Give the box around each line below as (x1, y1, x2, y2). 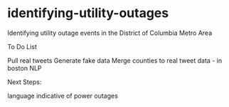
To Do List (7, 42, 37, 51)
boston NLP (7, 63, 42, 72)
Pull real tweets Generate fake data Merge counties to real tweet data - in (7, 56, 223, 65)
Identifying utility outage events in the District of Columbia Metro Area (7, 29, 212, 37)
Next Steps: (7, 77, 42, 86)
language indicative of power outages (7, 91, 119, 100)
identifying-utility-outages (7, 5, 169, 21)
